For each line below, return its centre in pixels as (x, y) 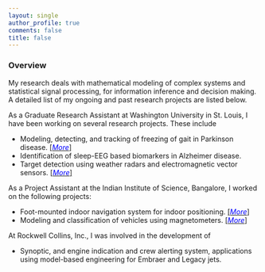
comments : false (35, 30)
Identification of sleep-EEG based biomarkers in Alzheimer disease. (131, 155)
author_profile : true (44, 23)
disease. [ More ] (46, 147)
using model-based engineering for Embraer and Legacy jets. (121, 259)
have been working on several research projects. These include (113, 123)
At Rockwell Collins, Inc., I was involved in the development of (109, 236)
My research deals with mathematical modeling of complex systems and (127, 82)
